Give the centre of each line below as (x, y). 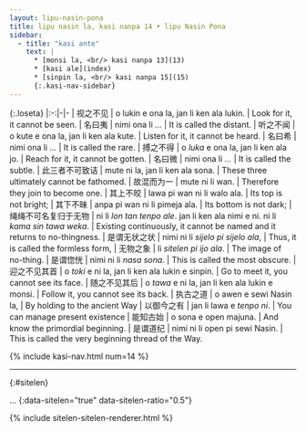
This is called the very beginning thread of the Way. (106, 338)
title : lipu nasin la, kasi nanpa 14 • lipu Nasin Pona (117, 26)
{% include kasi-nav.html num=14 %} (79, 356)
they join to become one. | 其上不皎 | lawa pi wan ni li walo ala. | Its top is (146, 193)
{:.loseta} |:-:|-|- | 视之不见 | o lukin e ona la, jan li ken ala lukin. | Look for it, (151, 113)
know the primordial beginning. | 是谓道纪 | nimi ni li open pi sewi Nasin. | (147, 328)
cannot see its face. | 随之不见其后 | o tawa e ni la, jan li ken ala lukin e (141, 282)
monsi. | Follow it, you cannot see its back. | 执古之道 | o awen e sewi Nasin (151, 294)
